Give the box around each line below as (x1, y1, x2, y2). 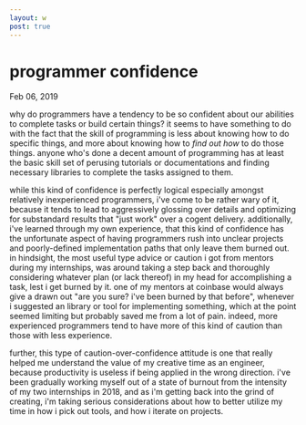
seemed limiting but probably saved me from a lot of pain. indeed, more (9, 311, 278, 322)
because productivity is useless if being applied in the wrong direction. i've (9, 367, 291, 378)
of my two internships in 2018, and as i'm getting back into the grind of (9, 387, 275, 398)
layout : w (9, 13, 47, 23)
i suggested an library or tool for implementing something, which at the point (9, 301, 297, 312)
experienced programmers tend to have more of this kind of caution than (9, 320, 283, 331)
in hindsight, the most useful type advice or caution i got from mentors (9, 253, 274, 264)
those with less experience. (9, 330, 113, 341)
